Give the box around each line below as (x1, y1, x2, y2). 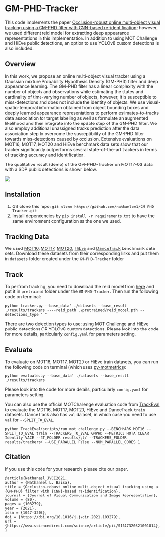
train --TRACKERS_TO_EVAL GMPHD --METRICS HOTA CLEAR (36, 431, 149, 436)
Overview (5, 60, 36, 68)
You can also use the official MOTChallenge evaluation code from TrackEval (5, 401, 160, 407)
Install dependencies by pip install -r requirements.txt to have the (12, 213, 155, 219)
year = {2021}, (5, 506, 37, 511)
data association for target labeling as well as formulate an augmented (5, 115, 148, 121)
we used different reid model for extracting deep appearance (5, 30, 129, 36)
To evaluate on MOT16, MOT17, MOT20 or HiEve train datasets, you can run (5, 359, 158, 365)
